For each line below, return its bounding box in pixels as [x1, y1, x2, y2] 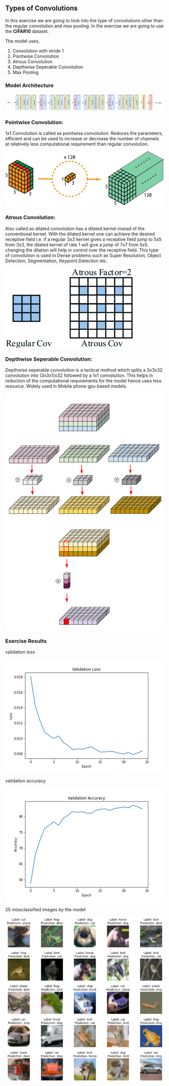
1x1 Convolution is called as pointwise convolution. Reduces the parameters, [5, 130, 163, 136]
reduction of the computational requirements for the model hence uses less [5, 378, 162, 383]
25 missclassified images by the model [5, 907, 86, 913]
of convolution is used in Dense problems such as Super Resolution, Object [5, 252, 161, 258]
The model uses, [5, 38, 40, 44]
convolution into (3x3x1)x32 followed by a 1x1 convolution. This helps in [5, 372, 153, 378]
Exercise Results [5, 637, 47, 645]
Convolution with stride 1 [12, 47, 64, 54]
